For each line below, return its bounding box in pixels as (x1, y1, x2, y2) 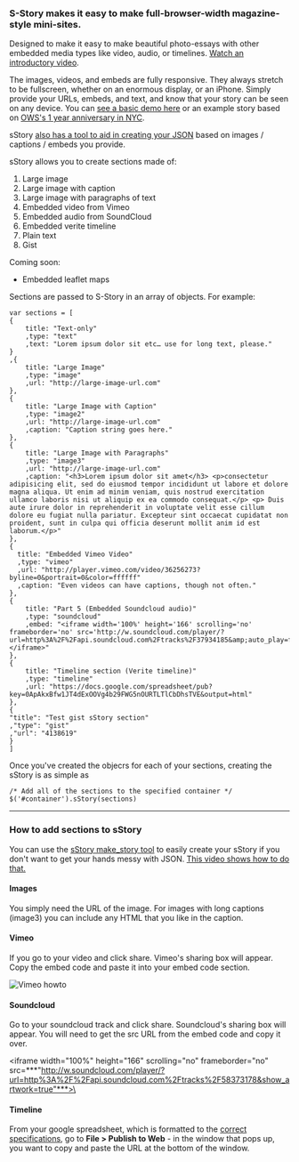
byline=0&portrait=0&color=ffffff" (9, 573, 141, 583)
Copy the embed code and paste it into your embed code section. (9, 962, 251, 972)
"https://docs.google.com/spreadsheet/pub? (48, 682, 214, 691)
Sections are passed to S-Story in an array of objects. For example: (9, 292, 256, 303)
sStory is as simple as (9, 770, 89, 780)
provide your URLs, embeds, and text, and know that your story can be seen (9, 93, 289, 104)
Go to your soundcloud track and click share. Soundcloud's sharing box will (9, 1020, 287, 1030)
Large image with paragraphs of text (21, 192, 157, 203)
